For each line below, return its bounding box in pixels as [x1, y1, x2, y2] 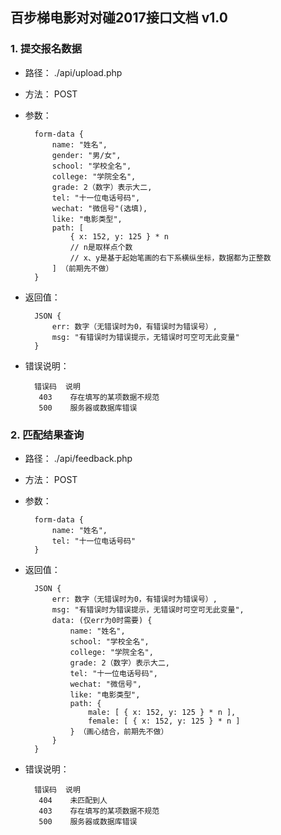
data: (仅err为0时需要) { [51, 615, 153, 625]
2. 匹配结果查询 [10, 428, 85, 442]
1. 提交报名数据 [10, 42, 83, 56]
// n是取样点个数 [69, 242, 133, 252]
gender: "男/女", [51, 150, 122, 160]
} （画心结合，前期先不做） [69, 726, 169, 737]
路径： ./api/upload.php [24, 66, 123, 78]
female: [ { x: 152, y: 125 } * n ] [88, 716, 241, 726]
